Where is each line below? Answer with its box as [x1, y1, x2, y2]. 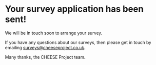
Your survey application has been [5, 3, 144, 15]
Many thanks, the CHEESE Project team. [5, 54, 86, 60]
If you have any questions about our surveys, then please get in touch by [5, 39, 152, 45]
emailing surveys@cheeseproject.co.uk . [5, 44, 86, 50]
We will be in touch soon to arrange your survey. [5, 30, 102, 36]
